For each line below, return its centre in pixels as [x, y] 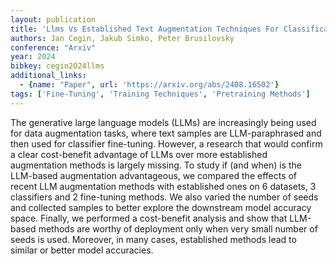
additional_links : [48, 76]
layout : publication [53, 19]
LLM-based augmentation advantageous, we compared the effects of [154, 175]
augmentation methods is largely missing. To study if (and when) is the [156, 165]
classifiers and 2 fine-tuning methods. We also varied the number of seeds [164, 197]
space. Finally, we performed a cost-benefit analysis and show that [149, 218]
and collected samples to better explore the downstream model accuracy [161, 207]
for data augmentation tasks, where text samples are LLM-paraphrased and [166, 133]
